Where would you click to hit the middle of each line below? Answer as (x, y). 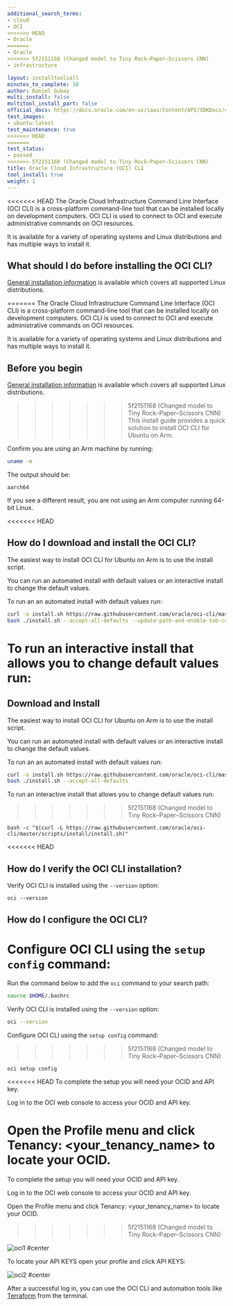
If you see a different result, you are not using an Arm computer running (110, 500)
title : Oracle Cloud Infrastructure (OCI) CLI (76, 168)
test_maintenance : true (42, 129)
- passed (20, 156)
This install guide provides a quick (176, 420)
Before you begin (45, 368)
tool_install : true (35, 174)
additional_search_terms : (44, 14)
